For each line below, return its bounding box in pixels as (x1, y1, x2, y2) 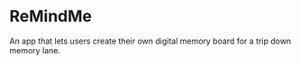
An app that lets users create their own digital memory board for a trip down (9, 36, 292, 46)
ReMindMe (9, 6, 93, 27)
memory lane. (9, 44, 61, 55)
